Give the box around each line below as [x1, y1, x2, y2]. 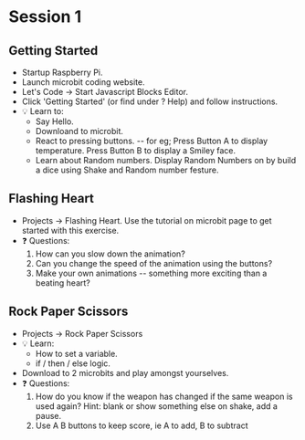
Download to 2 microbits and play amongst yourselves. [21, 367, 229, 378]
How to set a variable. [35, 348, 118, 359]
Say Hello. [35, 116, 74, 127]
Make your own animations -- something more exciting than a [35, 267, 268, 278]
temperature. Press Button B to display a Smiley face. [35, 145, 237, 156]
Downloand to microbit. [35, 126, 124, 136]
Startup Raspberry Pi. [21, 67, 103, 78]
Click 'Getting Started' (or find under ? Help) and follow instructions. [21, 96, 279, 107]
